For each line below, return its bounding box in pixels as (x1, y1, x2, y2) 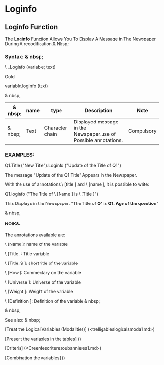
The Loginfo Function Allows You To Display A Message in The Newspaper (5, 36, 156, 41)
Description (84, 107, 113, 114)
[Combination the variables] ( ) (5, 355, 65, 361)
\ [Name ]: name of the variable (5, 241, 68, 247)
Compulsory (128, 128, 157, 135)
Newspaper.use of (73, 131, 116, 138)
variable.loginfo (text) (5, 83, 48, 89)
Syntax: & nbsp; (5, 53, 44, 60)
